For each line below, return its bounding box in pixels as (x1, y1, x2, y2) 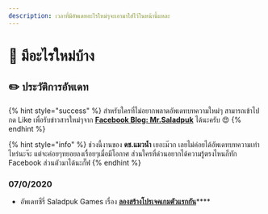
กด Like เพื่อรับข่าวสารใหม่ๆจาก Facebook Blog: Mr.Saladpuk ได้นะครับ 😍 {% (8, 115, 242, 124)
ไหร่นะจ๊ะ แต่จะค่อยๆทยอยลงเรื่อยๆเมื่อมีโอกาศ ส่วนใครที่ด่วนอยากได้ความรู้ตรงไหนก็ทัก (8, 149, 237, 158)
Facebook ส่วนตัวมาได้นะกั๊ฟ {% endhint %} (8, 157, 141, 167)
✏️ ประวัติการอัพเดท (8, 80, 89, 94)
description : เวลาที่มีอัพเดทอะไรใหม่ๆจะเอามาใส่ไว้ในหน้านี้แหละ (8, 11, 170, 20)
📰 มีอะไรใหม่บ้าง (8, 46, 95, 65)
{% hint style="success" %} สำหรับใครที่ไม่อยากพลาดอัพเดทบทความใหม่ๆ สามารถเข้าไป (8, 106, 260, 115)
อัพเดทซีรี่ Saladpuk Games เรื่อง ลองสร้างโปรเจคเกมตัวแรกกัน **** (19, 196, 211, 206)
